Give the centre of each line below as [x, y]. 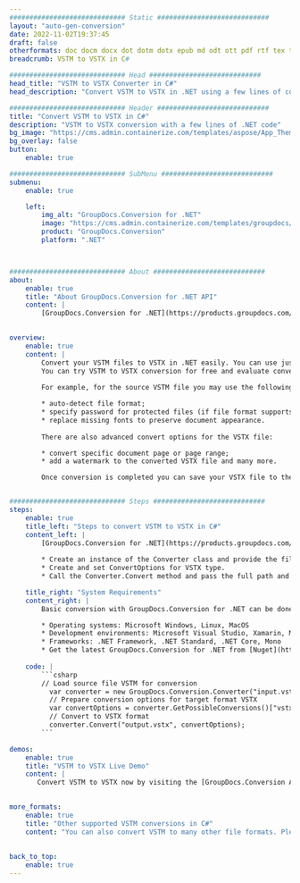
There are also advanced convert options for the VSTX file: [158, 437]
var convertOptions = [89, 708]
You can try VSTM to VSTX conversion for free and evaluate [155, 371]
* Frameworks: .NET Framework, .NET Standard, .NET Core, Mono [161, 642]
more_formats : [36, 807]
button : [24, 150]
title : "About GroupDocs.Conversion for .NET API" [121, 297]
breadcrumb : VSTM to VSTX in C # [69, 59]
